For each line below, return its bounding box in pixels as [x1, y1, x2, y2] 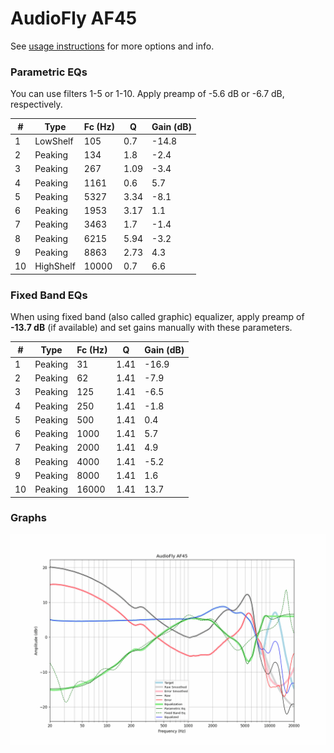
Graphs [10, 511, 47, 525]
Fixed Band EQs [10, 288, 88, 302]
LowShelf [34, 135, 74, 147]
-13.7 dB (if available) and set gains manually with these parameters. [10, 322, 293, 334]
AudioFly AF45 [10, 7, 138, 30]
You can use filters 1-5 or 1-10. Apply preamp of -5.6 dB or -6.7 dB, [10, 88, 285, 100]
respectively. [10, 98, 63, 111]
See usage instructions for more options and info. [10, 40, 215, 52]
